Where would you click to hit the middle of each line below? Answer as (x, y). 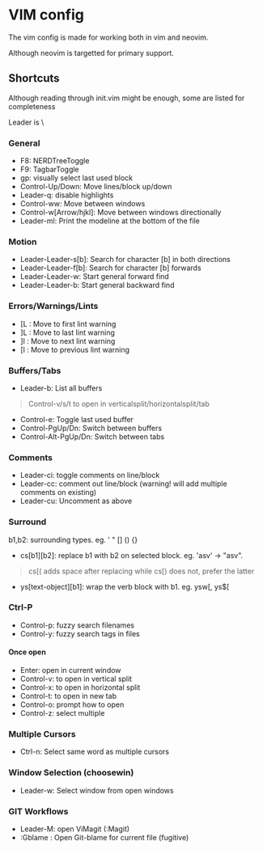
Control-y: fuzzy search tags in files (80, 633)
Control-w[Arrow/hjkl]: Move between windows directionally (121, 213)
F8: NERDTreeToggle (55, 161)
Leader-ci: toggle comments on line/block (90, 476)
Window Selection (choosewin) (71, 772)
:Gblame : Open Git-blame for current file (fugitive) (104, 837)
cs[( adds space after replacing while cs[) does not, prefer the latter (141, 571)
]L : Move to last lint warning (68, 332)
